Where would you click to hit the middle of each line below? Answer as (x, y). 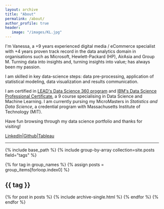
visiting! (13, 126)
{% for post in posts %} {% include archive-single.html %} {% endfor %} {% (82, 197)
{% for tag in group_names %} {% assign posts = (54, 165)
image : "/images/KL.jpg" (37, 32)
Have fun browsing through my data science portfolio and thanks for (74, 121)
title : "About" (20, 14)
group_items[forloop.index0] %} (37, 170)
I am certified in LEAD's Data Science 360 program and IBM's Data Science (81, 91)
